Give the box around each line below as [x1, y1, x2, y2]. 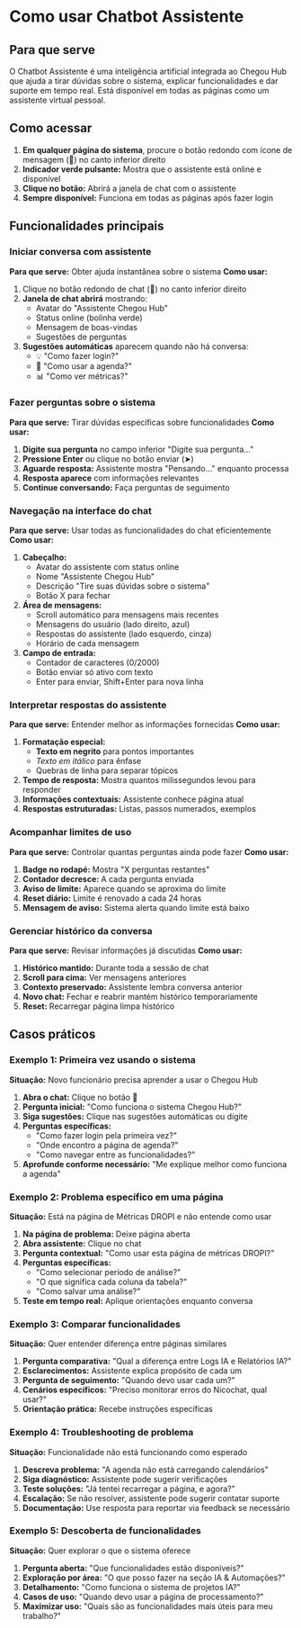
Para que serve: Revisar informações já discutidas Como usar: [9, 945, 243, 956]
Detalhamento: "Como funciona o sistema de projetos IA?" [22, 1581, 241, 1592]
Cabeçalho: [22, 552, 67, 563]
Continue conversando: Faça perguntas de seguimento [22, 481, 231, 492]
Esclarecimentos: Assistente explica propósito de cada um [22, 1365, 243, 1376]
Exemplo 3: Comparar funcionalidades [9, 1318, 181, 1330]
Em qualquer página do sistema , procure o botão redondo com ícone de [22, 144, 293, 155]
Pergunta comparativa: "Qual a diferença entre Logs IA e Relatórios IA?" [22, 1356, 292, 1367]
